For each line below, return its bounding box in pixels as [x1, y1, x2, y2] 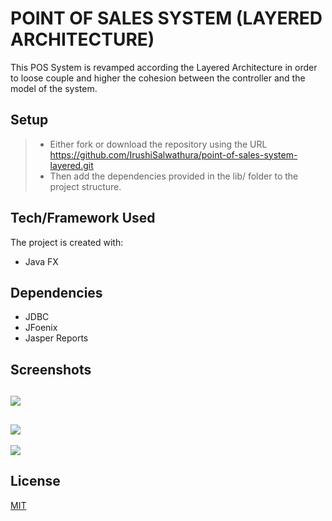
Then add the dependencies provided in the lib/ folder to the [49, 170, 299, 182]
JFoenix [24, 322, 58, 334]
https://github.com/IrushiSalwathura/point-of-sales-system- [49, 148, 298, 161]
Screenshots [10, 361, 92, 378]
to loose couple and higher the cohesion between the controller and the [10, 72, 306, 84]
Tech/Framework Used [10, 210, 156, 227]
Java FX [24, 255, 59, 267]
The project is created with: [10, 236, 124, 248]
